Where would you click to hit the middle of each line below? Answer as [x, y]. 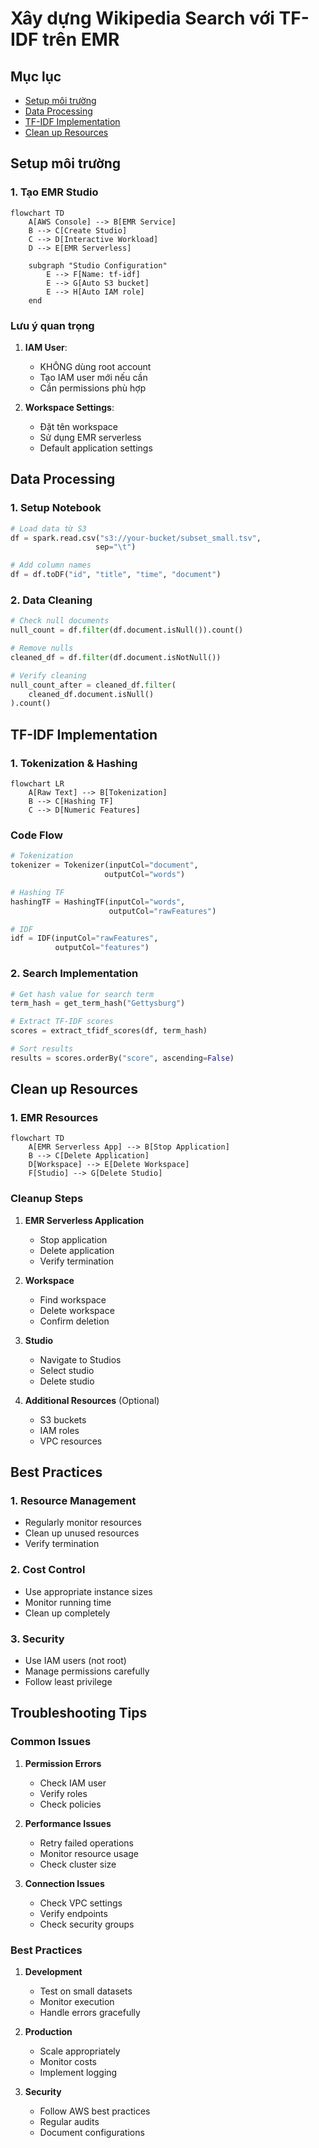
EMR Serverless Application [84, 1220]
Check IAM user [73, 1783]
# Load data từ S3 [48, 528]
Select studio [67, 1370]
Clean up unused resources [82, 1533]
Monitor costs [68, 2061]
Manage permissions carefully [87, 1671]
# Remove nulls [42, 648]
